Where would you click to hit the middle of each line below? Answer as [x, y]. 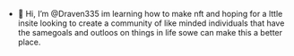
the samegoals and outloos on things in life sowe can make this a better [150, 32]
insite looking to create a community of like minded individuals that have [151, 23]
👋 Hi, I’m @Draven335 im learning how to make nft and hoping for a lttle [150, 14]
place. [29, 42]
